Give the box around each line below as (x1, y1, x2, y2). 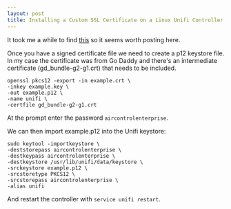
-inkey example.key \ (7, 83, 70, 90)
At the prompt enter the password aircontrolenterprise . (7, 113, 169, 122)
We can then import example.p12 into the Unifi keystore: (7, 127, 166, 135)
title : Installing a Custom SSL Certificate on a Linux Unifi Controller (7, 17, 224, 24)
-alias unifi (7, 183, 45, 190)
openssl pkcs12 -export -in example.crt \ (7, 77, 131, 84)
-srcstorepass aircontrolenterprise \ (7, 176, 119, 183)
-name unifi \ (7, 95, 48, 102)
